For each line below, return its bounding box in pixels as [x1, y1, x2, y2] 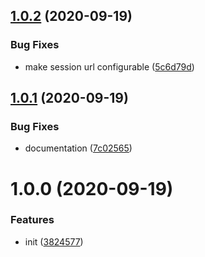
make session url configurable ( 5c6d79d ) [24, 60, 195, 73]
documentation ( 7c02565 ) [24, 142, 133, 154]
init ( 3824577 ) [24, 235, 84, 248]
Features [10, 213, 55, 227]
